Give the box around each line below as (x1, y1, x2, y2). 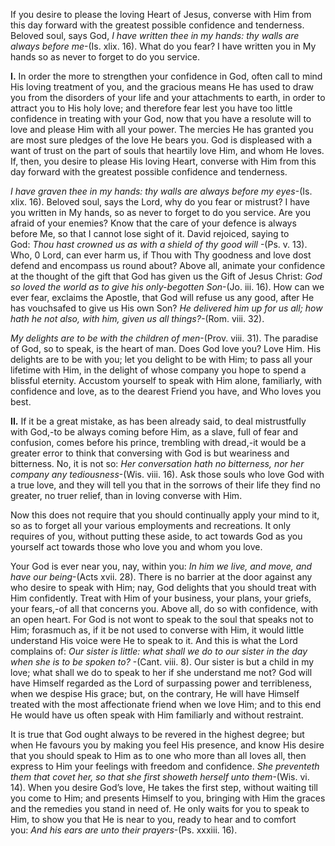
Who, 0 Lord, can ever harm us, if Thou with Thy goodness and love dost (10, 249, 312, 261)
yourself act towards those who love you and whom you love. (10, 541, 263, 553)
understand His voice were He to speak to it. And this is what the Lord (10, 635, 298, 646)
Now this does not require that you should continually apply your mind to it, (10, 509, 320, 521)
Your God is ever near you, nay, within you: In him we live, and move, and (10, 560, 313, 572)
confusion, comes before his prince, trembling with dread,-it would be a (10, 437, 307, 448)
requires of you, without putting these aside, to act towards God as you (10, 530, 303, 542)
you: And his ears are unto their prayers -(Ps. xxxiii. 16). (10, 824, 238, 836)
